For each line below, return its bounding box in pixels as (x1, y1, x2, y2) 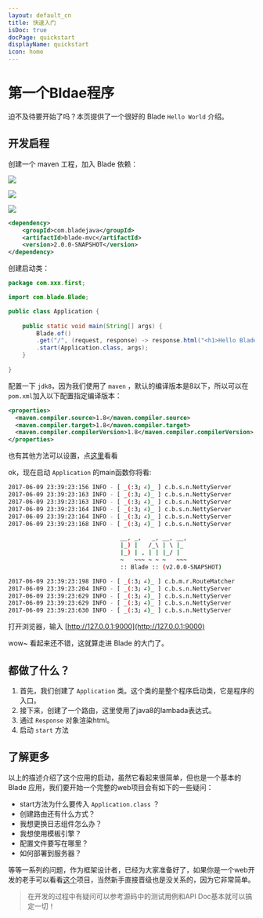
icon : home (8, 48, 44, 56)
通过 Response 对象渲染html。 (19, 715, 114, 725)
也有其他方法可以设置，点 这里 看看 (8, 451, 118, 460)
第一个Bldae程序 (8, 84, 115, 102)
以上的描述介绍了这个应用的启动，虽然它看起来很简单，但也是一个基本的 (8, 773, 241, 782)
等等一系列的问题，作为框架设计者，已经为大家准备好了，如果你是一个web (8, 865, 248, 874)
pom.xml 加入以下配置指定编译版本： (8, 390, 123, 400)
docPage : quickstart (8, 33, 76, 42)
